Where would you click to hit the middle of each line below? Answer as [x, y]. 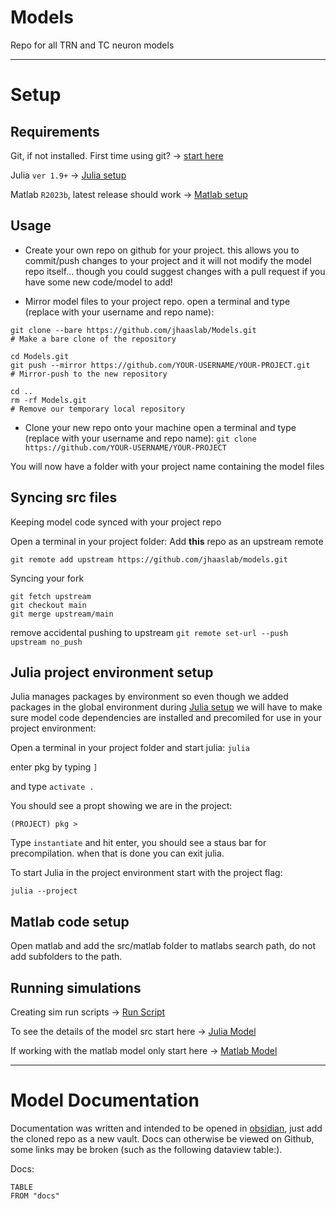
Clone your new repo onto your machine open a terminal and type [160, 427]
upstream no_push [46, 642]
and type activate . [52, 787]
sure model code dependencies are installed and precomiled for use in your [166, 718]
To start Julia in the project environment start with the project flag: [146, 873]
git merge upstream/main [62, 614]
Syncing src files [64, 497]
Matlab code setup [70, 921]
